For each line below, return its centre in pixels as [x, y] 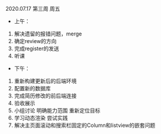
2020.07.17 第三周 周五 [33, 9]
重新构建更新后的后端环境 [45, 81]
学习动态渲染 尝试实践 [41, 118]
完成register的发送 [37, 48]
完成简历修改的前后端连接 [45, 96]
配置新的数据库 [32, 88]
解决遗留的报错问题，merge [48, 34]
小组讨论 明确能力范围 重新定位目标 [57, 110]
